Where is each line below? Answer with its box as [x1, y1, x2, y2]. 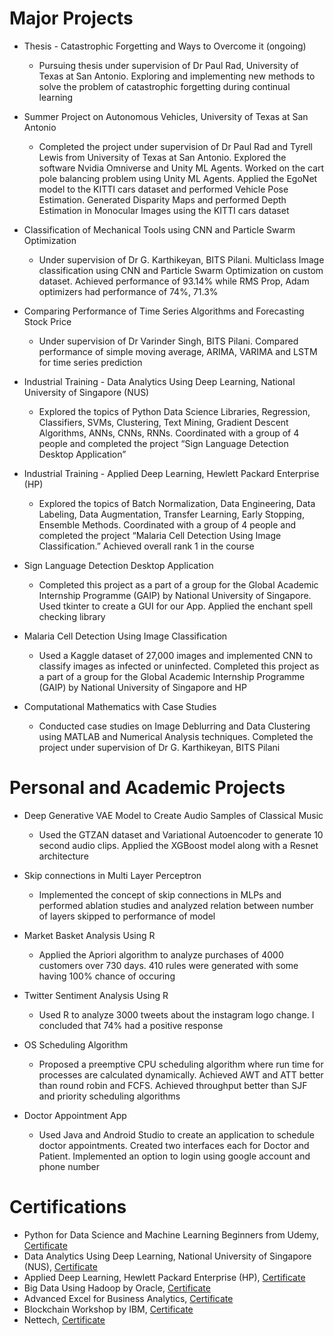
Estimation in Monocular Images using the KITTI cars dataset [38, 204, 290, 216]
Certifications [9, 1196, 127, 1219]
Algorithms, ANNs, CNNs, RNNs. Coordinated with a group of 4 [38, 427, 300, 439]
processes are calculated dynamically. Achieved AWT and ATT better [38, 1068, 324, 1081]
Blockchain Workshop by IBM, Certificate [23, 1303, 194, 1315]
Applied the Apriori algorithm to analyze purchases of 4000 [38, 948, 284, 961]
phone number [38, 1160, 101, 1172]
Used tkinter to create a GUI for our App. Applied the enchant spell [38, 600, 314, 612]
